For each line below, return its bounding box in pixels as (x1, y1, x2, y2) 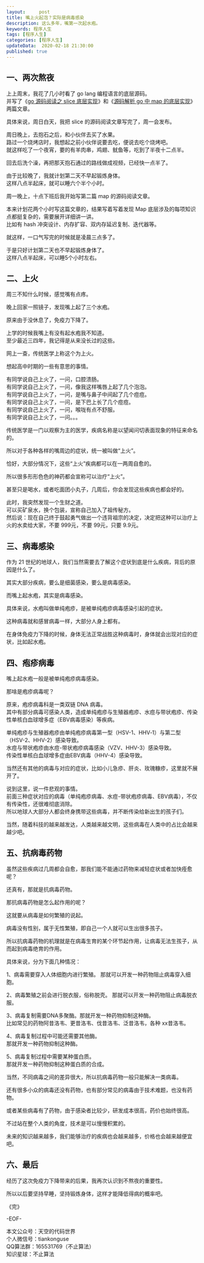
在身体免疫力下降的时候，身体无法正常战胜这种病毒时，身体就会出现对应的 (6, 630, 192, 638)
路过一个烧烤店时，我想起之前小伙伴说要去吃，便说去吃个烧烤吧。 (6, 138, 171, 146)
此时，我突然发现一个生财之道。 (6, 499, 86, 506)
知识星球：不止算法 (6, 1250, 55, 1258)
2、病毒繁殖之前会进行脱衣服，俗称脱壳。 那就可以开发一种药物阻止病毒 (6, 991, 187, 999)
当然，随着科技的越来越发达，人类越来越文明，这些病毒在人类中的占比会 (6, 821, 187, 828)
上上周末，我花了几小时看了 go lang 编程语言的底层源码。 (6, 89, 151, 97)
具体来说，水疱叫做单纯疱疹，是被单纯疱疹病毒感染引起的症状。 (6, 605, 166, 612)
